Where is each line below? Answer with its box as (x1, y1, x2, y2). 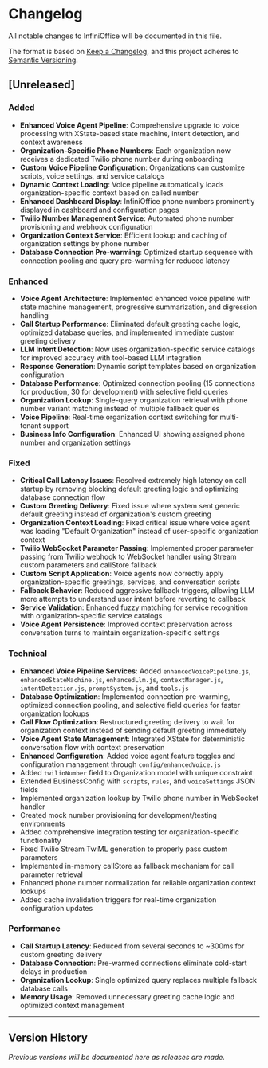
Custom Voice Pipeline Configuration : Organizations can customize (19, 163, 246, 172)
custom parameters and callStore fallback (19, 560, 158, 570)
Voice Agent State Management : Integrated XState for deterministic (19, 734, 246, 744)
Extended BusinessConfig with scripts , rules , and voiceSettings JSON (19, 776, 256, 786)
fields (19, 784, 38, 794)
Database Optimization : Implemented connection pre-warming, (19, 691, 231, 701)
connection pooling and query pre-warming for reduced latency (19, 256, 230, 265)
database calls (19, 984, 68, 993)
